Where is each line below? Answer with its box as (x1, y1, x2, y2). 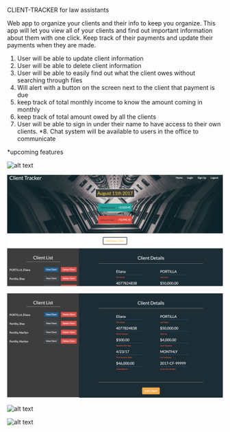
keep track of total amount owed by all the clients (16, 113, 156, 121)
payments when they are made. (7, 41, 97, 49)
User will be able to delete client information (16, 62, 142, 69)
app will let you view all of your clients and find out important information (7, 27, 213, 34)
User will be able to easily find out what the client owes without (16, 69, 196, 77)
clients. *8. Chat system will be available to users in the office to (16, 127, 199, 135)
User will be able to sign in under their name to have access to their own (16, 120, 221, 128)
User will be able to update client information (16, 54, 144, 62)
